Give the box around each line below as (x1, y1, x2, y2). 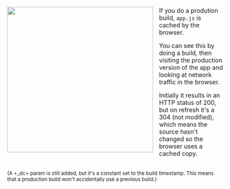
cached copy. (159, 149, 198, 157)
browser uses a (159, 142, 203, 150)
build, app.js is (159, 14, 201, 22)
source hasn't (159, 127, 198, 136)
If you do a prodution (159, 7, 218, 14)
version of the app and (159, 64, 223, 71)
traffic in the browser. (159, 78, 220, 86)
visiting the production (159, 56, 223, 64)
